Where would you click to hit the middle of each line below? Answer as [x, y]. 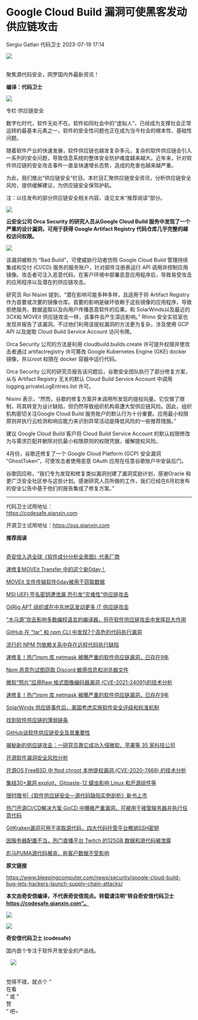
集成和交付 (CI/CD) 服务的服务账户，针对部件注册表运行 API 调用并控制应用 [97, 267]
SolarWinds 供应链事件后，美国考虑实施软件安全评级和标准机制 [83, 707]
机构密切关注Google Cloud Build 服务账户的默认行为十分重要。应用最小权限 [97, 413]
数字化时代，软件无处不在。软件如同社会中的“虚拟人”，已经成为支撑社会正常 [99, 123]
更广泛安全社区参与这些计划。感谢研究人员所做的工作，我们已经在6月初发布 [98, 481]
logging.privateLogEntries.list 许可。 [50, 386]
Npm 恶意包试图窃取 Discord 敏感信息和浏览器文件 [67, 669]
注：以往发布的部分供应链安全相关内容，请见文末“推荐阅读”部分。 [86, 197]
